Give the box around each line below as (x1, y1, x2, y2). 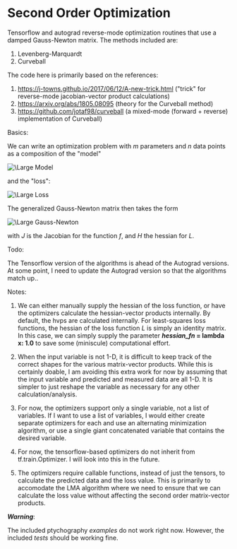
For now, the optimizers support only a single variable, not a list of (17, 403, 209, 412)
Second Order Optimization (7, 5, 171, 21)
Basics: (7, 128, 29, 136)
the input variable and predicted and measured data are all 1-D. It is (17, 374, 213, 383)
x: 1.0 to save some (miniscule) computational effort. (17, 338, 171, 347)
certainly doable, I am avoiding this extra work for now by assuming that (17, 367, 228, 376)
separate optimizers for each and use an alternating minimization (17, 418, 207, 427)
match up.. (7, 273, 39, 282)
